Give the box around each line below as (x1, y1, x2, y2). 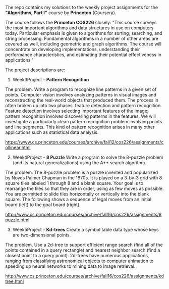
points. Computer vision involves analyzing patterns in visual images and (5, 92, 156, 98)
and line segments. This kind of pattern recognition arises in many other (5, 124, 155, 130)
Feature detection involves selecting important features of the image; (5, 108, 149, 114)
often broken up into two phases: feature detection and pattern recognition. (5, 103, 162, 108)
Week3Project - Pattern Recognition (12, 77, 89, 82)
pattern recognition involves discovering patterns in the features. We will (5, 113, 156, 119)
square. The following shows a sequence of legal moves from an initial (5, 197, 152, 202)
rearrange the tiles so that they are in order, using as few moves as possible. (5, 185, 164, 191)
